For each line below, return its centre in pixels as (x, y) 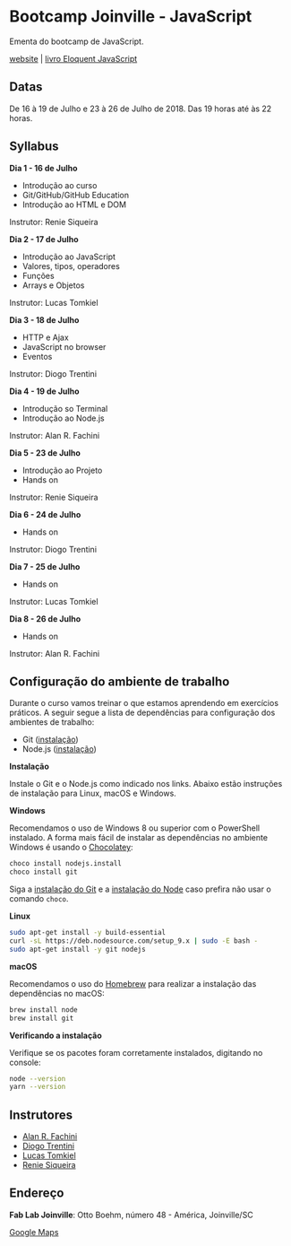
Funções (39, 275)
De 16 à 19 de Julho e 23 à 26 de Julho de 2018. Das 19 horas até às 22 (141, 109)
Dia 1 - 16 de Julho (43, 168)
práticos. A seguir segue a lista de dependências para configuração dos (142, 713)
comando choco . (39, 899)
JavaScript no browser (64, 346)
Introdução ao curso (60, 185)
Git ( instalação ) (50, 740)
